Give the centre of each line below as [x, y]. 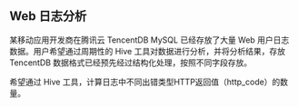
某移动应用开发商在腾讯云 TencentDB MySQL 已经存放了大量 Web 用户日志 [149, 40]
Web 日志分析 [48, 16]
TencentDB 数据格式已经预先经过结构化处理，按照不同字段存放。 [131, 63]
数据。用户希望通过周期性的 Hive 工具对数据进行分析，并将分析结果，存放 [148, 51]
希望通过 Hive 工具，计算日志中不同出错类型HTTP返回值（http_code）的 [145, 82]
